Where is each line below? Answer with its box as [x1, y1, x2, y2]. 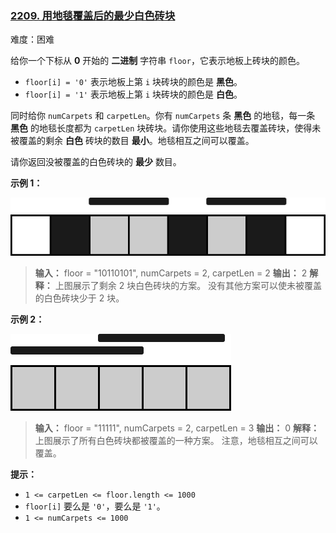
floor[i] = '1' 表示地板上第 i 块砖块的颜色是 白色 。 [24, 88, 243, 101]
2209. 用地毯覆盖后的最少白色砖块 [10, 8, 176, 22]
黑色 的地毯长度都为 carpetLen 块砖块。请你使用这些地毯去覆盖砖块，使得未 [10, 122, 322, 134]
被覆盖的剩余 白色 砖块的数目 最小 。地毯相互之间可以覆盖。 [10, 135, 255, 147]
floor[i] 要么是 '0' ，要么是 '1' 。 [24, 500, 166, 512]
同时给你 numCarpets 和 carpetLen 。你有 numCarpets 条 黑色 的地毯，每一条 [10, 110, 316, 122]
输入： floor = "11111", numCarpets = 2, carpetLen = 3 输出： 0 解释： [34, 422, 320, 434]
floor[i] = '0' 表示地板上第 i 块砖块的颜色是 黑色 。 [24, 76, 243, 88]
